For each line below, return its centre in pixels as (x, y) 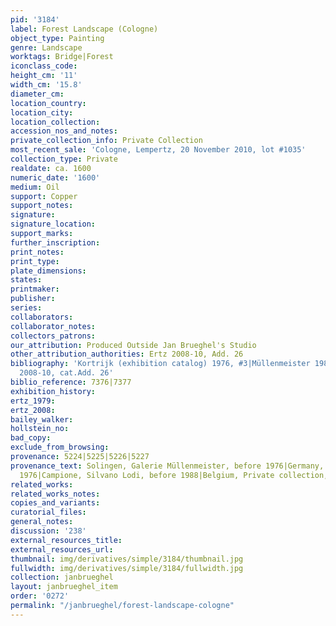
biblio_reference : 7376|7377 (71, 382)
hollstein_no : (40, 429)
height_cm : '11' (44, 76)
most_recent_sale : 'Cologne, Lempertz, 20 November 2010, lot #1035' (158, 150)
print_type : (35, 261)
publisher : (33, 299)
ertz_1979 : (33, 401)
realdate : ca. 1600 (51, 168)
